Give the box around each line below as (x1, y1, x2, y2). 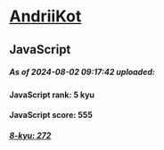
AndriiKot (9, 6, 82, 27)
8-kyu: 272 (9, 129, 52, 140)
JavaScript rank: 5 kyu (9, 89, 95, 100)
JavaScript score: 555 (9, 110, 94, 121)
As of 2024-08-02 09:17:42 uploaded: (9, 67, 156, 78)
